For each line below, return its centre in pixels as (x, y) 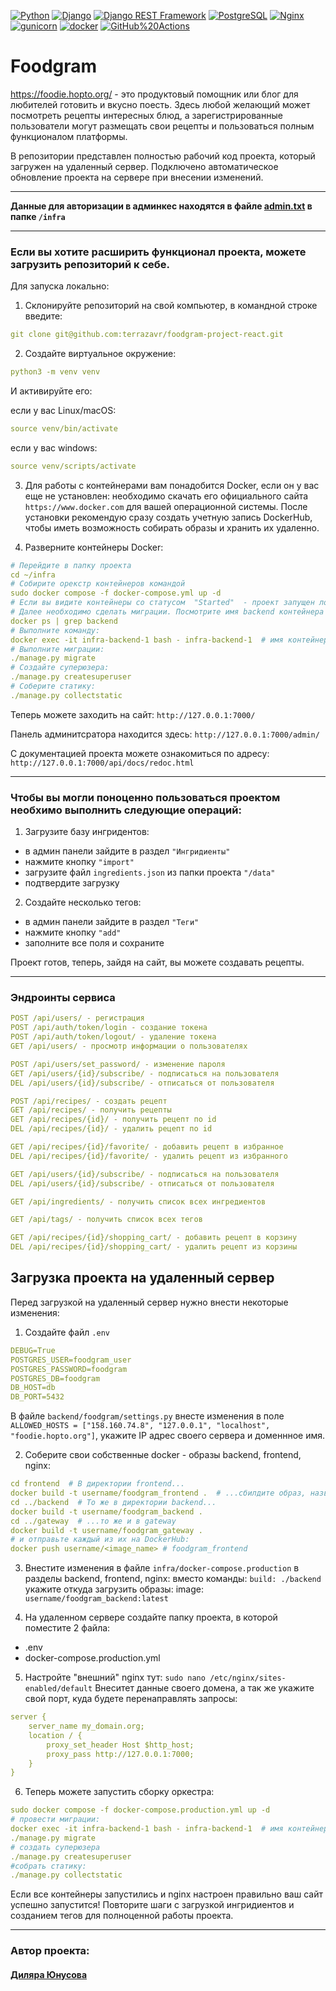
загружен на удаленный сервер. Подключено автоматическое (144, 166)
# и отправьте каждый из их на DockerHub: (100, 1540)
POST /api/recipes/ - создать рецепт (89, 1101)
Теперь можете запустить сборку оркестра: (119, 1792)
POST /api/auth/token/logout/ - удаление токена (113, 1037)
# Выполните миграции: (57, 649)
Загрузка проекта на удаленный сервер (142, 1278)
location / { (55, 1735)
